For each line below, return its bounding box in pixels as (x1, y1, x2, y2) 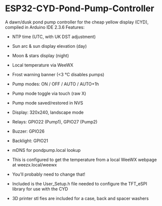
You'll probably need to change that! (12, 171, 85, 177)
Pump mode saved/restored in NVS (12, 100, 83, 105)
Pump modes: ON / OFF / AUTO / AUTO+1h (12, 81, 99, 87)
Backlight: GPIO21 (12, 138, 48, 144)
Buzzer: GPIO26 (12, 128, 45, 134)
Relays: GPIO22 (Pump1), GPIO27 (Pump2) (12, 119, 98, 124)
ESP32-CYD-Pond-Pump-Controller (5, 3, 155, 14)
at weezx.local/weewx (12, 162, 57, 167)
